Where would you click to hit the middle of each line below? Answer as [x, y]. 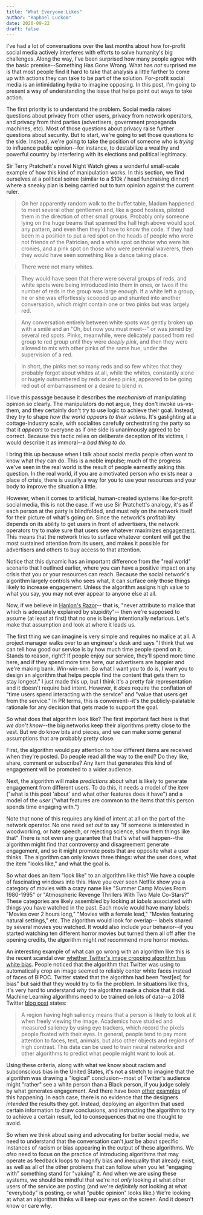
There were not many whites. [57, 267]
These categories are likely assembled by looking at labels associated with [99, 901]
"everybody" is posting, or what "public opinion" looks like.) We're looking [98, 1193]
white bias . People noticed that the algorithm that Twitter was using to [93, 965]
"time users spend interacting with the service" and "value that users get [97, 694]
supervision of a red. [47, 355]
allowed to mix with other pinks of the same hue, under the [94, 348]
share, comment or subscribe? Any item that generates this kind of [89, 763]
